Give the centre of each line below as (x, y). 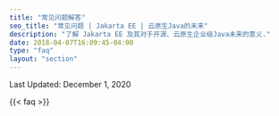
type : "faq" (31, 51)
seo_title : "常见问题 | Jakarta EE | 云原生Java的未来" (109, 26)
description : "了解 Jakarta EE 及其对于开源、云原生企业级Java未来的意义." (140, 34)
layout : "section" (43, 59)
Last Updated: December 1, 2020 (70, 84)
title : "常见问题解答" (47, 17)
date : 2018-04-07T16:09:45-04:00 (72, 42)
